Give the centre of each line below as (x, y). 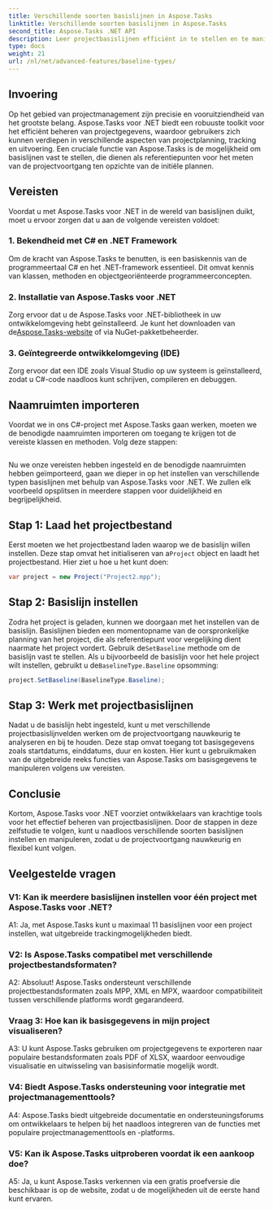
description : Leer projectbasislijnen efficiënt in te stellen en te (129, 39)
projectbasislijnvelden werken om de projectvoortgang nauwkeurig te (125, 734)
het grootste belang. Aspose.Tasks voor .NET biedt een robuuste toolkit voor (136, 122)
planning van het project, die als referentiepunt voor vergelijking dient (125, 639)
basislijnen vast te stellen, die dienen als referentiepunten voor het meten (131, 157)
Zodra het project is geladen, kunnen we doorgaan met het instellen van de (134, 622)
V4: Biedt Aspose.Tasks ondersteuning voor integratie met (127, 1087)
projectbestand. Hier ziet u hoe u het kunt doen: (89, 562)
